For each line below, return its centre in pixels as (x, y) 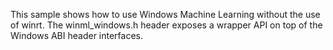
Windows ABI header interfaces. (77, 35)
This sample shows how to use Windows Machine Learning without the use (165, 14)
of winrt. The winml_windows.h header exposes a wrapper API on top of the (166, 25)
